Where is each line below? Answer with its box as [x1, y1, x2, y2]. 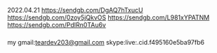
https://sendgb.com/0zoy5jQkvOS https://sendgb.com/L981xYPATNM [7, 13, 210, 22]
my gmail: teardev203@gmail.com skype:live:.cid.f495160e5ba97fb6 [7, 38, 205, 46]
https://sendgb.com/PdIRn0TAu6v [7, 21, 107, 29]
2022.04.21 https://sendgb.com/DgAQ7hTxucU [7, 6, 143, 14]
